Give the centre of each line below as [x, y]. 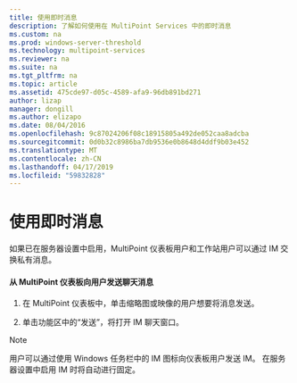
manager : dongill [41, 109]
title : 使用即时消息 [43, 17]
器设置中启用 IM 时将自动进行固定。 [75, 370]
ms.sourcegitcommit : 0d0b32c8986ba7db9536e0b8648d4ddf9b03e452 [129, 142]
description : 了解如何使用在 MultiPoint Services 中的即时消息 [120, 26]
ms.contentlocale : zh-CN [55, 158]
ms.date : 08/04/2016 [48, 126]
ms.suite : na [33, 68]
